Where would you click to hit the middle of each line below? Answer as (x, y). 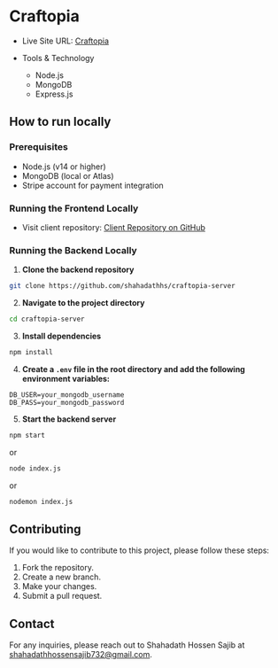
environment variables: (66, 378)
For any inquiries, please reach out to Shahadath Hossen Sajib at (127, 645)
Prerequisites (39, 147)
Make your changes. (59, 586)
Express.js (54, 94)
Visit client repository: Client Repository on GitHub (114, 227)
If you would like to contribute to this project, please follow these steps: (139, 550)
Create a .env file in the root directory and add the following (133, 369)
